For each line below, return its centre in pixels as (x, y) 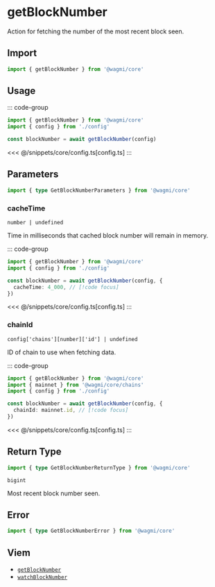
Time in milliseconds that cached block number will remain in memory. (108, 235)
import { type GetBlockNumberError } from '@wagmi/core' (91, 531)
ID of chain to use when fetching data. (62, 352)
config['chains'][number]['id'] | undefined (72, 339)
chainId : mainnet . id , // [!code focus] (71, 411)
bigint (17, 480)
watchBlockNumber (42, 577)
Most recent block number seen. (54, 493)
